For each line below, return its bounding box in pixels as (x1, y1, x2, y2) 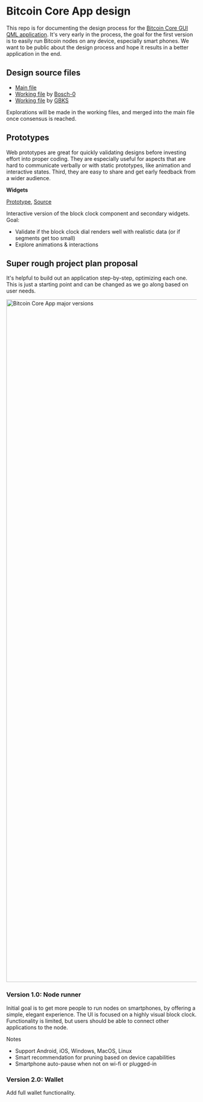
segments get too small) (14, 234, 76, 242)
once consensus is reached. (6, 115, 77, 122)
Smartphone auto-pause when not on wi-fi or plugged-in (14, 1060, 157, 1067)
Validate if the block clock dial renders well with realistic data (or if (14, 228, 181, 235)
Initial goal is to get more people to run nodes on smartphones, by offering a (6, 1004, 196, 1012)
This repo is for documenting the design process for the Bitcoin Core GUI (6, 24, 188, 32)
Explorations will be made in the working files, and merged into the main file (6, 108, 195, 116)
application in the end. (6, 50, 62, 57)
